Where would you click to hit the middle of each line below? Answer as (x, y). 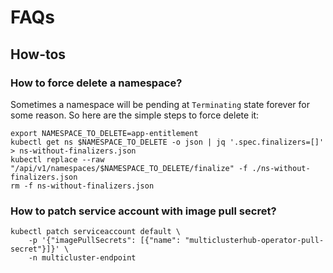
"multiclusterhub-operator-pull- (254, 241)
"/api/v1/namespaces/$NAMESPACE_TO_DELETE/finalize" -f (129, 168)
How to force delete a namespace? (96, 83)
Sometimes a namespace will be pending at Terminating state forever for (160, 104)
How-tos (38, 54)
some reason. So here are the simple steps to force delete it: (135, 115)
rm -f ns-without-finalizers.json (82, 186)
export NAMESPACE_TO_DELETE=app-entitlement (104, 133)
